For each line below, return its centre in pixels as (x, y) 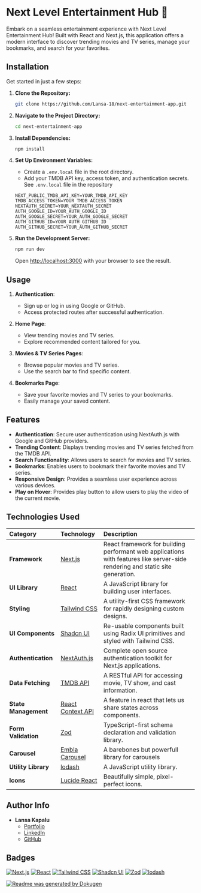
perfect (114, 784)
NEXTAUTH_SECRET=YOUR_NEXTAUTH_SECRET (63, 206)
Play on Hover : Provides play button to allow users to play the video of (102, 492)
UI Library (23, 588)
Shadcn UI (75, 633)
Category (23, 534)
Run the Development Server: (52, 238)
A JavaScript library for (136, 583)
